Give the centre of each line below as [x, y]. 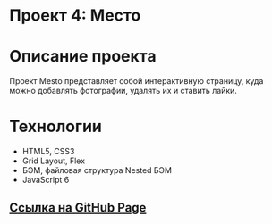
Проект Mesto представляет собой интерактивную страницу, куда [136, 81]
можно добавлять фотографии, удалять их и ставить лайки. [123, 91]
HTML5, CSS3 [48, 152]
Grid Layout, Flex [54, 161]
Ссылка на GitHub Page [78, 207]
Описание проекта [83, 57]
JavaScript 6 [46, 180]
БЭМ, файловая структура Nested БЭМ [97, 170]
